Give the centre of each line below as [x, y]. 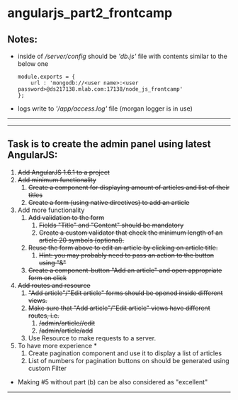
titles [35, 195]
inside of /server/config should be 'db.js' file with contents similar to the [123, 56]
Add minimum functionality [57, 179]
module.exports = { [46, 77]
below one [33, 64]
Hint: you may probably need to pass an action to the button [126, 255]
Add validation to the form [66, 217]
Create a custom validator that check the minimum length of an [131, 233]
